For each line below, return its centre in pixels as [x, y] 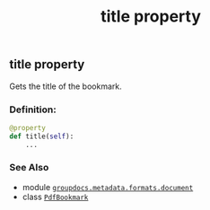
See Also [29, 168]
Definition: [33, 109]
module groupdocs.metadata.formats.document [108, 187]
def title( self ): [42, 136]
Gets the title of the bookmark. [66, 86]
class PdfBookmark [55, 197]
